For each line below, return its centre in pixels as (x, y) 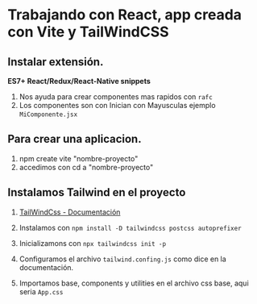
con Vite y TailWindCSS (89, 32)
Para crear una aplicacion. (75, 139)
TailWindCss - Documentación (70, 212)
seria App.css (41, 291)
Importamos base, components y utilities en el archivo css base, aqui (134, 283)
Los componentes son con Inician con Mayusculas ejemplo (117, 105)
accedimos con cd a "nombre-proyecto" (86, 167)
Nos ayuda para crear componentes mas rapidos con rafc (116, 97)
